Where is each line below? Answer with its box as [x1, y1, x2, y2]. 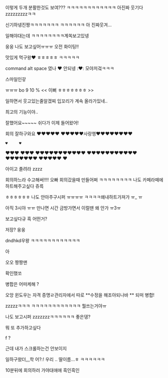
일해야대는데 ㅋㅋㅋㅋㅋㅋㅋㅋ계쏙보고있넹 [5, 33, 89, 38]
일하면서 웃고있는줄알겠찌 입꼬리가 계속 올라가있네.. [5, 98, 108, 104]
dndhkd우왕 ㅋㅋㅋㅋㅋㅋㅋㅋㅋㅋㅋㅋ [5, 238, 80, 243]
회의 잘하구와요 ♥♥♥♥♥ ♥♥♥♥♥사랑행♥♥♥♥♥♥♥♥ [5, 131, 133, 137]
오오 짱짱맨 [5, 259, 28, 265]
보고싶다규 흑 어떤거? [5, 216, 47, 222]
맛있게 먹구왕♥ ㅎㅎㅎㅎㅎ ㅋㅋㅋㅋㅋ [5, 54, 80, 60]
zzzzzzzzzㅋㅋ [5, 11, 36, 17]
